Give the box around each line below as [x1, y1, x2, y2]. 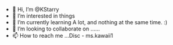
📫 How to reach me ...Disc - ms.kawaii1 [12, 32, 113, 39]
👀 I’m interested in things [12, 12, 75, 19]
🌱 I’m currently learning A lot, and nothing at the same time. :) [12, 19, 167, 26]
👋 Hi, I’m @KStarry [12, 6, 60, 13]
